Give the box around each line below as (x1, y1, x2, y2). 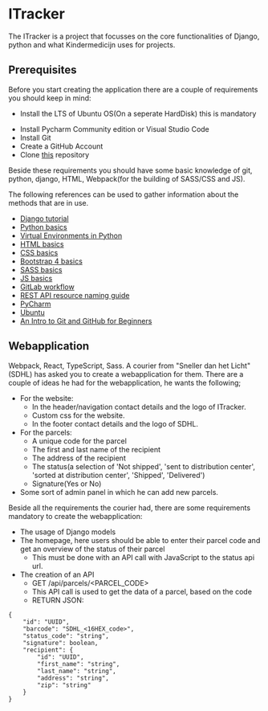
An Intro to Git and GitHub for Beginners (19, 316, 152, 325)
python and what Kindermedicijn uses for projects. (8, 39, 176, 49)
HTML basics (19, 239, 64, 249)
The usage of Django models (19, 527, 116, 537)
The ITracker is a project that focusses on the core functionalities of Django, (8, 31, 260, 41)
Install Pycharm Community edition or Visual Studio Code (19, 124, 210, 133)
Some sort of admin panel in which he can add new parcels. (19, 487, 219, 496)
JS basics (19, 273, 53, 283)
